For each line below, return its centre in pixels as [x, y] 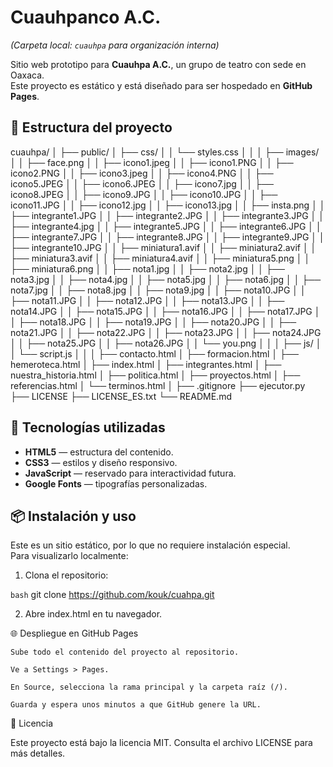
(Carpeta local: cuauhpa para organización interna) [115, 45]
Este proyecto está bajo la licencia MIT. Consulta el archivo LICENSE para [161, 743]
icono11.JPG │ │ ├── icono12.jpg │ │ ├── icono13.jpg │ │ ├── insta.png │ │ [168, 205]
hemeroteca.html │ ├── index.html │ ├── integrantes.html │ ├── [146, 364]
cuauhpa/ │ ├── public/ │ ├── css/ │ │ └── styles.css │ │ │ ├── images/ [165, 152]
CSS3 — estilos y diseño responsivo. [101, 462]
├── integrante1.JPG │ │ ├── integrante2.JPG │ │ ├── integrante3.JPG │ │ [167, 215]
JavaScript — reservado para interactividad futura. [130, 473]
